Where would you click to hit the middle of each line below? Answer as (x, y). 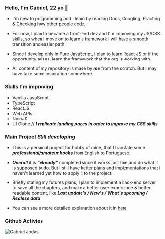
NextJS (20, 119)
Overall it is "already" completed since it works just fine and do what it (85, 162)
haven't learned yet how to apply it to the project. (62, 173)
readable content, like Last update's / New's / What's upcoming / (80, 193)
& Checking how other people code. (49, 24)
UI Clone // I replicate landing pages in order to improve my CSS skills (85, 124)
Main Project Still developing (40, 137)
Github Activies (24, 221)
